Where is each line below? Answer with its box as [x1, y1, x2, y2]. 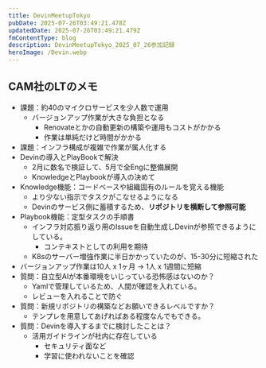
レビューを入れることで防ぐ [31, 291, 123, 300]
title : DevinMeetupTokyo [8, 11, 91, 20]
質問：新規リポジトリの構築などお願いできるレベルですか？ [19, 301, 216, 311]
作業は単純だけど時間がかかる [43, 132, 142, 141]
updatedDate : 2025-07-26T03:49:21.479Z [8, 26, 141, 34]
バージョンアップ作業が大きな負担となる [31, 112, 165, 122]
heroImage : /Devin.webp [8, 48, 88, 56]
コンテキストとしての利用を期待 [43, 242, 149, 251]
